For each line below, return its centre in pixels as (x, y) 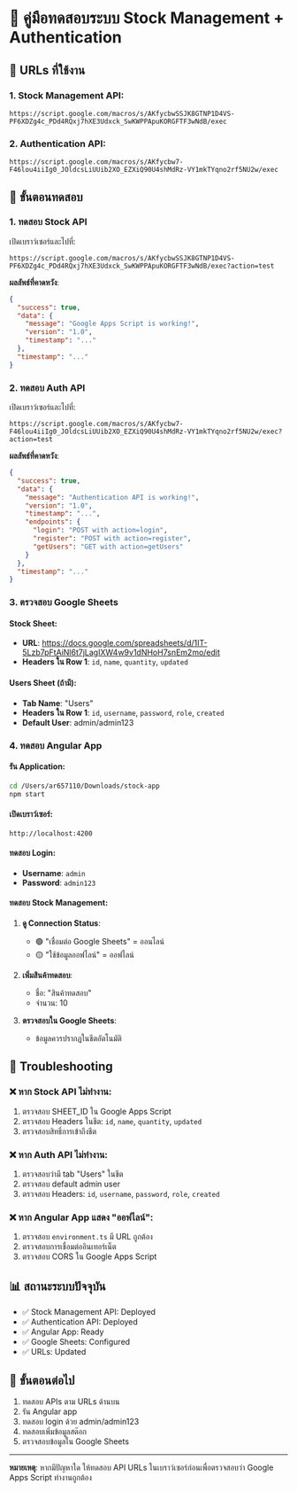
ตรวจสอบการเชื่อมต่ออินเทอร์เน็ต (69, 1247)
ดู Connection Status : (61, 923)
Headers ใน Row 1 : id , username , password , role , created (123, 712)
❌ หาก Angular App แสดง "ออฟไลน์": (81, 1217)
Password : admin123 (59, 882)
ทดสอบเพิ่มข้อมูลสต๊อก (54, 1431)
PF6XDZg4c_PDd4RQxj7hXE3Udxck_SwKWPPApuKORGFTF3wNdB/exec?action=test (142, 266)
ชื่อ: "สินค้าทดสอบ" (63, 993)
